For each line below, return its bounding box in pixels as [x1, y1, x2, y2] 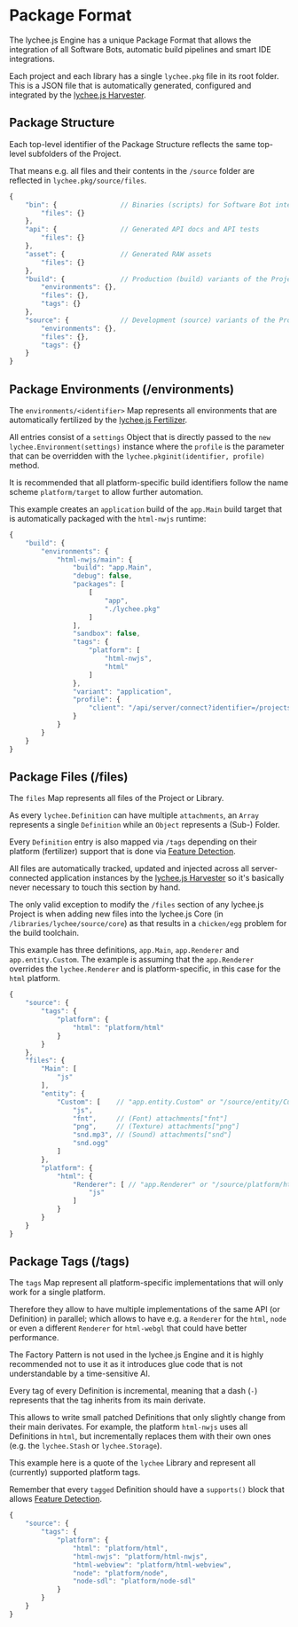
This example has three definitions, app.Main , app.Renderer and [9, 945, 239, 955]
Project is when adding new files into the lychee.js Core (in [9, 908, 223, 919]
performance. [9, 1332, 59, 1343]
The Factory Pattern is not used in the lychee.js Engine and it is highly [9, 1349, 264, 1360]
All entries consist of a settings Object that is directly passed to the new [9, 431, 271, 442]
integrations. [9, 53, 56, 64]
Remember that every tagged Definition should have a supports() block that [9, 1484, 286, 1495]
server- [251, 863, 278, 874]
